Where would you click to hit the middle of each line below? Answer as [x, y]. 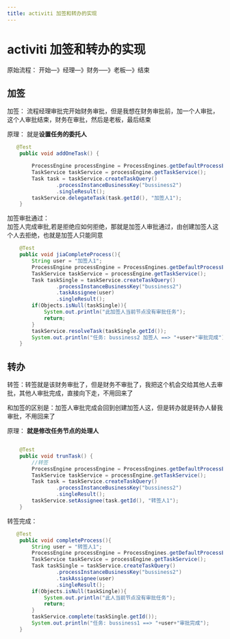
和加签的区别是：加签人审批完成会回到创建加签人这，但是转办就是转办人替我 [115, 408]
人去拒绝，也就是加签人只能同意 [58, 235]
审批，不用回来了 [31, 416]
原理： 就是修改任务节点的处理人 [53, 431]
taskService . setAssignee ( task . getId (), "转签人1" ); [105, 501]
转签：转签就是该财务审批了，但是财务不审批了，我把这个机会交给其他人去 [112, 385]
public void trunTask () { [56, 456]
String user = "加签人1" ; [67, 261]
